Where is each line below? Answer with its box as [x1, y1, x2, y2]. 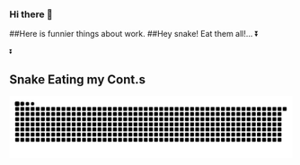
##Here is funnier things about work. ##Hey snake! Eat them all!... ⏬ [9, 29, 260, 39]
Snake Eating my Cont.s [9, 72, 146, 87]
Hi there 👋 [9, 8, 54, 21]
